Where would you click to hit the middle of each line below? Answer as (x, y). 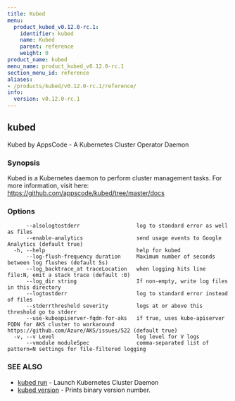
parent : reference (47, 47)
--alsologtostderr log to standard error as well (127, 226)
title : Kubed (26, 14)
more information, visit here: (48, 186)
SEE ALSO (25, 367)
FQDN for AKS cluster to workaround (61, 325)
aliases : (20, 79)
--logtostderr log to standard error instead (127, 294)
